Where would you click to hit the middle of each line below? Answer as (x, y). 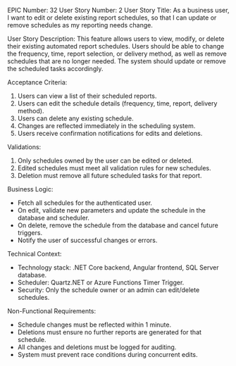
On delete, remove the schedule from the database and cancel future (118, 225)
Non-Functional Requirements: (52, 311)
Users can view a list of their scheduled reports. (87, 96)
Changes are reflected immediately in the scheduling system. (106, 126)
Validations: (24, 147)
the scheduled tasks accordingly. (55, 69)
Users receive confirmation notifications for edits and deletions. (110, 133)
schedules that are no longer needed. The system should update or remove (117, 61)
